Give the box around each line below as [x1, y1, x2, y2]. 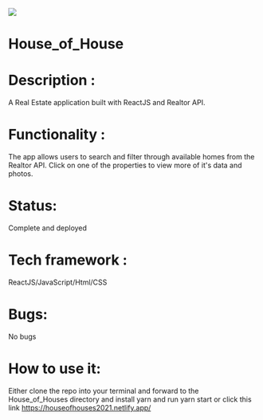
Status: [8, 197, 57, 215]
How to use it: [8, 359, 101, 378]
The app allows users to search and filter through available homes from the [8, 152, 255, 162]
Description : [8, 72, 96, 89]
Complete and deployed [8, 223, 88, 233]
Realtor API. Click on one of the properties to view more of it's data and [8, 160, 242, 171]
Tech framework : [8, 251, 128, 269]
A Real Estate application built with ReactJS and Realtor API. [8, 98, 206, 108]
